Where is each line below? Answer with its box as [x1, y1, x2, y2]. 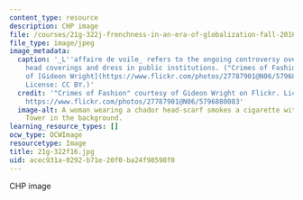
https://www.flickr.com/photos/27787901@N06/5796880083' [25, 96, 244, 106]
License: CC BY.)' [25, 80, 95, 89]
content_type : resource [9, 13, 99, 23]
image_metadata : [9, 47, 70, 56]
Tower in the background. [25, 114, 124, 123]
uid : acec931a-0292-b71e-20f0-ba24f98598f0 [9, 155, 176, 165]
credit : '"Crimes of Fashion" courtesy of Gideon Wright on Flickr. [17, 88, 280, 97]
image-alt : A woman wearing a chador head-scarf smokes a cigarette [17, 105, 280, 114]
